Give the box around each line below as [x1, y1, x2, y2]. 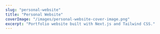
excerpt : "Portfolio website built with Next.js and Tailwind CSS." [5, 21, 155, 26]
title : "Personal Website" [5, 12, 63, 17]
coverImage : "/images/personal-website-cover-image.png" [5, 16, 130, 21]
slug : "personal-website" [5, 7, 61, 12]
